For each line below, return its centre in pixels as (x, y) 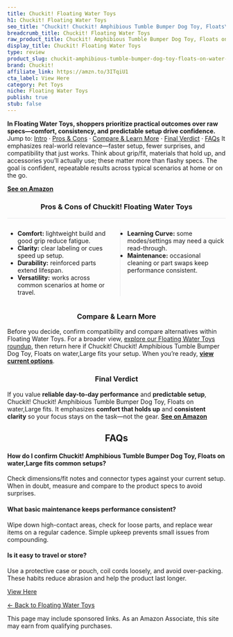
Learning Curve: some (160, 234)
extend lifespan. (40, 271)
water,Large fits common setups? (57, 463)
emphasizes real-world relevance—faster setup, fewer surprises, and (106, 146)
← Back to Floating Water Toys (51, 605)
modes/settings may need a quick (175, 241)
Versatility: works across (53, 278)
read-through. (147, 248)
